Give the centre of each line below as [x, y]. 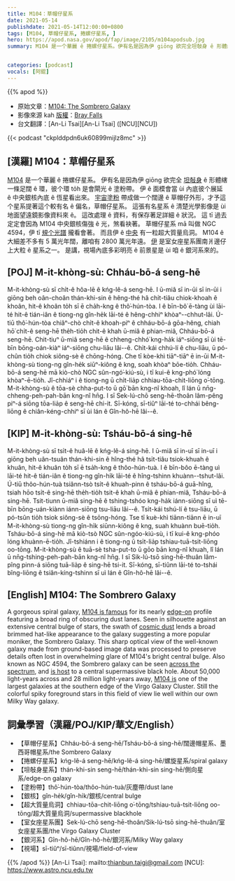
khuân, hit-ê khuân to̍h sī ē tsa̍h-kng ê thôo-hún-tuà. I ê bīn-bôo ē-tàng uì [114, 468]
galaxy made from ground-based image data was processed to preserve [112, 649]
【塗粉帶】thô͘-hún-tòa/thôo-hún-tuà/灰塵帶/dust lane [95, 787]
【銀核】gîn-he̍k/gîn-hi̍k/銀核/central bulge [79, 795]
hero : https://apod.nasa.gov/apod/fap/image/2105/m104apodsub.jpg [106, 40]
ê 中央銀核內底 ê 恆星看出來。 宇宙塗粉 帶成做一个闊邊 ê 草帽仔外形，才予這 [117, 197]
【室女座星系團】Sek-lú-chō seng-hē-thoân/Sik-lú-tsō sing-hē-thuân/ [118, 822]
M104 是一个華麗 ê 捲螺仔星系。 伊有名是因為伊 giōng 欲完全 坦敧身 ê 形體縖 [117, 180]
